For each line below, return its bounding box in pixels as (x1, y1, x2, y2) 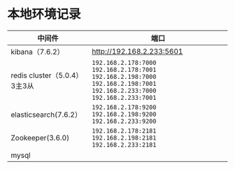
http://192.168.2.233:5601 (92, 46, 183, 56)
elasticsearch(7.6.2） (10, 110, 83, 119)
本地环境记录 (7, 6, 82, 22)
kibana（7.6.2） (10, 47, 64, 57)
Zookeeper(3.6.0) (10, 133, 70, 142)
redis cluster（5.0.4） (10, 71, 83, 80)
